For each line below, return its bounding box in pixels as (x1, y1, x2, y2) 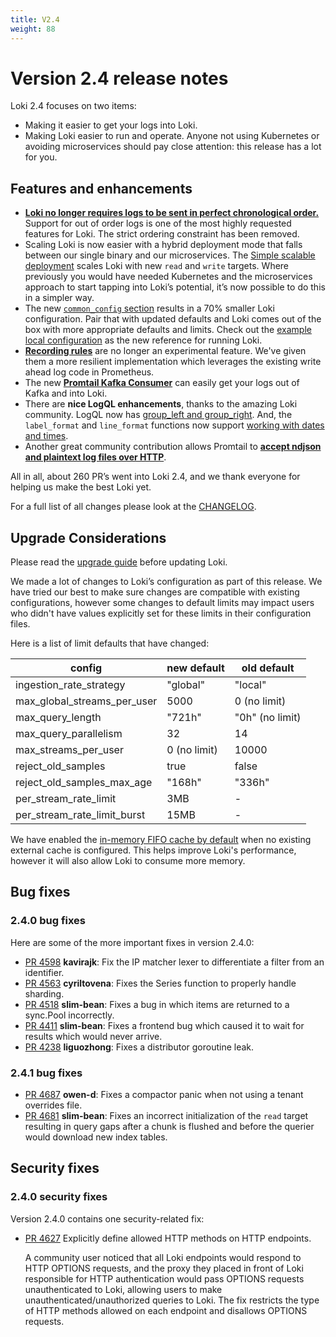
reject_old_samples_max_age (15, 776, 153, 790)
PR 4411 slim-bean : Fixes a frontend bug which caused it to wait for (24, 1019, 305, 1031)
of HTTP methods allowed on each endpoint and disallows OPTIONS (24, 1304, 308, 1316)
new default (166, 661, 225, 675)
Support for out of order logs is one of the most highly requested (24, 217, 292, 230)
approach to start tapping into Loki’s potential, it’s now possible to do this (24, 281, 326, 293)
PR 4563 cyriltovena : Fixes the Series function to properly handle (24, 977, 297, 989)
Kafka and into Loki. (24, 387, 108, 400)
